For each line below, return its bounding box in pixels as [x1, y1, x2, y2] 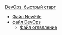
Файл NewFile [12, 14, 42, 19]
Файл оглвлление [19, 24, 57, 30]
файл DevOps [12, 19, 41, 25]
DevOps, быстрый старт [5, 4, 56, 10]
